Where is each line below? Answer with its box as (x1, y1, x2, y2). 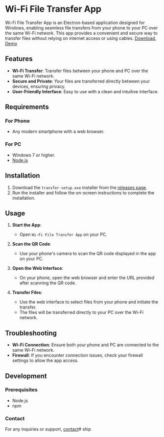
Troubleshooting (5, 329, 57, 337)
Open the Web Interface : (12, 265, 64, 271)
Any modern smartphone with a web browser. (12, 129, 105, 134)
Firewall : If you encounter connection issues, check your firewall (12, 352, 143, 359)
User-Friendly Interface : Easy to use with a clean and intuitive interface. (12, 88, 159, 94)
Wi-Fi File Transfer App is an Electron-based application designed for (5, 20, 145, 26)
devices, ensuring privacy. (12, 83, 66, 89)
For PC (5, 141, 22, 148)
